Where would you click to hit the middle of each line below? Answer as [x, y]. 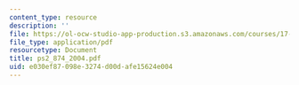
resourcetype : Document [53, 50]
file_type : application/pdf [61, 42]
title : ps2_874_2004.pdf [55, 58]
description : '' [39, 26]
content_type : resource [53, 17]
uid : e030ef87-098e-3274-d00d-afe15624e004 [91, 67]
